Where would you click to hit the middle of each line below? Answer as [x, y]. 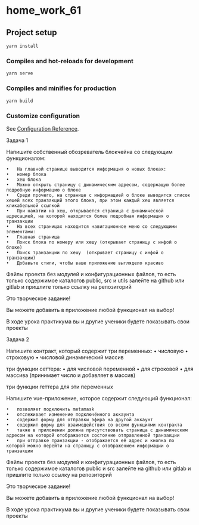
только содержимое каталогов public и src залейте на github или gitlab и [99, 468]
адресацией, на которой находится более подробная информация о [88, 216]
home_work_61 [44, 10]
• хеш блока [24, 180]
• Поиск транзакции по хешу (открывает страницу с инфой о [85, 252]
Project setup [32, 33]
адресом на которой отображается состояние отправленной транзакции [93, 435]
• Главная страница [33, 237]
